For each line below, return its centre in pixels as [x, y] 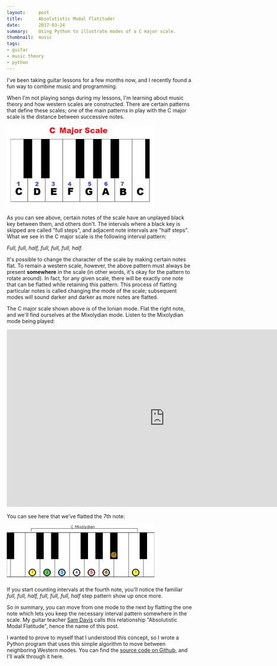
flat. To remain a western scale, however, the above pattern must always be [99, 266]
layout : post [28, 12]
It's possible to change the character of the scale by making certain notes [97, 259]
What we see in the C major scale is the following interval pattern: [87, 236]
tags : [13, 44]
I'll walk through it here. [35, 656]
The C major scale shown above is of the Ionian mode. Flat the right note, [96, 308]
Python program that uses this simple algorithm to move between [86, 644]
